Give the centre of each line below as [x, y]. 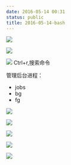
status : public [25, 17]
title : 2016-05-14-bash [36, 23]
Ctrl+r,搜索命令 [32, 63]
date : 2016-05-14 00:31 [36, 12]
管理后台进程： [24, 76]
